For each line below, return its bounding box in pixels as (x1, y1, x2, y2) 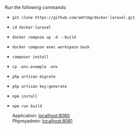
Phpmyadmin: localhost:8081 (12, 118, 73, 124)
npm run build (12, 104, 42, 109)
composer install (12, 54, 49, 59)
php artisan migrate (12, 74, 56, 79)
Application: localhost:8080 (12, 113, 70, 118)
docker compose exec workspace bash (12, 45, 90, 50)
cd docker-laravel (12, 25, 51, 30)
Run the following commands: (5, 5, 67, 10)
